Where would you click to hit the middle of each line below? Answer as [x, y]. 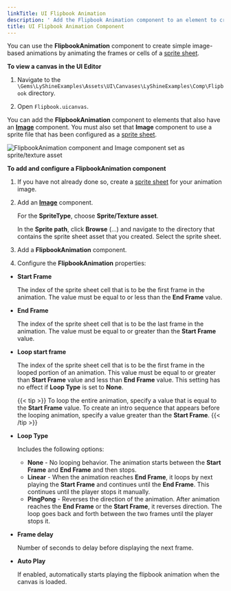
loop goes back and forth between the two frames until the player [120, 514]
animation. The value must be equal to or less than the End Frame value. [120, 298]
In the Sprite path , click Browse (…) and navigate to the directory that [116, 229]
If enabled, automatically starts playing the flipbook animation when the [118, 574]
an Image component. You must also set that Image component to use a [109, 127]
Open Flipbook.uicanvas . [53, 107]
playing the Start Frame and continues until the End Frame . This [118, 485]
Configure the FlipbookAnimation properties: [81, 263]
